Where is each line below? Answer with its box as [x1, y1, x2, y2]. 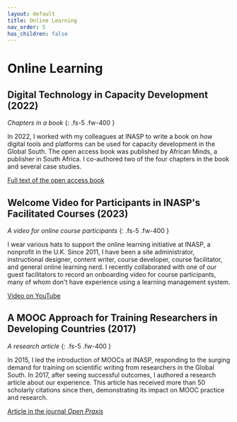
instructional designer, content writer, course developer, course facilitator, [7, 256, 223, 264]
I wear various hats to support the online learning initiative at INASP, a [7, 240, 211, 249]
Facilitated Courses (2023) [7, 207, 129, 219]
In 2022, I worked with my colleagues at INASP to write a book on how [7, 132, 213, 141]
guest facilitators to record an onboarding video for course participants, [7, 270, 216, 279]
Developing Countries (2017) [7, 323, 137, 335]
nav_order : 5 [7, 23, 46, 30]
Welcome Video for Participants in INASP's [7, 196, 201, 209]
